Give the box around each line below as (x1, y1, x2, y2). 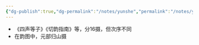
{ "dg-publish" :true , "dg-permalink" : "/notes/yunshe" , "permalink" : (5, 8, 170, 15)
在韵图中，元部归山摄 (14, 33, 67, 40)
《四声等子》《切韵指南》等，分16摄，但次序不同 (14, 25, 132, 32)
